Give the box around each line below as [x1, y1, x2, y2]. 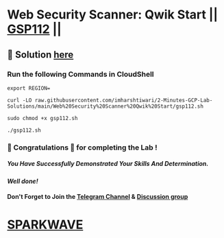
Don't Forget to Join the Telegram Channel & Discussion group [7, 193, 188, 201]
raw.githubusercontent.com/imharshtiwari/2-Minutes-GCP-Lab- [34, 97, 213, 104]
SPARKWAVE [7, 217, 84, 233]
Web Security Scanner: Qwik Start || [7, 7, 218, 23]
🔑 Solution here [7, 49, 74, 60]
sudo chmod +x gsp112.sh [7, 115, 78, 121]
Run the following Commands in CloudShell [7, 69, 154, 79]
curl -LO [7, 97, 32, 104]
